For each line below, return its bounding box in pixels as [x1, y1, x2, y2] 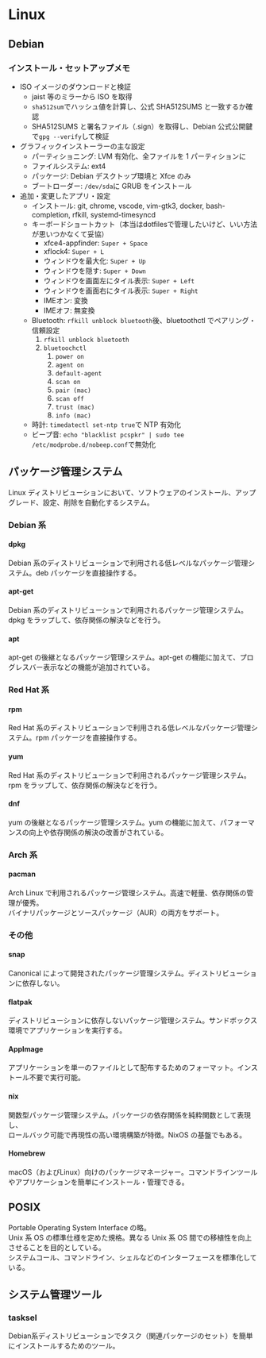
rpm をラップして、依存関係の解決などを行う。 [8, 780, 162, 790]
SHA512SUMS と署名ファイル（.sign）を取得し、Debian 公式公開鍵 [31, 121, 253, 131]
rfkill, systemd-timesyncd [71, 210, 156, 219]
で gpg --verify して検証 [31, 131, 110, 140]
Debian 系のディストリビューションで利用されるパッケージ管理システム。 [8, 606, 249, 615]
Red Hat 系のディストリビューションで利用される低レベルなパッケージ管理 [8, 723, 252, 733]
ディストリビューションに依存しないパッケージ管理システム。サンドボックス [8, 1016, 258, 1025]
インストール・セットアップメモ [8, 62, 131, 73]
